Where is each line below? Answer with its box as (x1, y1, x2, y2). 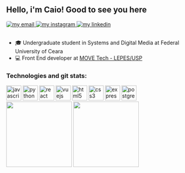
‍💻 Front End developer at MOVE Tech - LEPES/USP (14, 54, 142, 62)
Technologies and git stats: (6, 71, 87, 80)
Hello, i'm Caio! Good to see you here (6, 5, 147, 15)
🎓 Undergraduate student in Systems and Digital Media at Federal (14, 39, 180, 46)
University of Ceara (14, 47, 63, 54)
